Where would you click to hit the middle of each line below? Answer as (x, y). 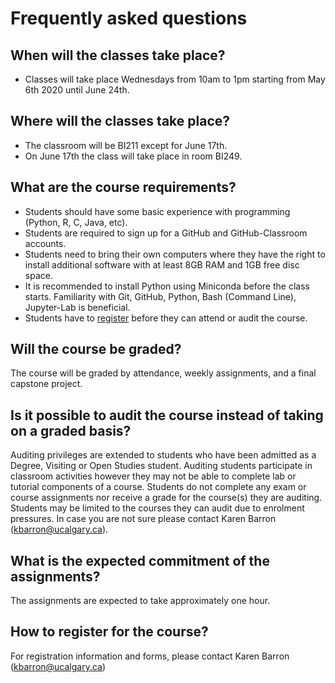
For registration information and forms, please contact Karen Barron (150, 656)
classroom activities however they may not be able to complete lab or (153, 476)
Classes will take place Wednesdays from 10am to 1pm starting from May (175, 79)
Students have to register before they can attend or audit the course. (166, 318)
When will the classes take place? (118, 55)
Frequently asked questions (129, 18)
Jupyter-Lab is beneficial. (77, 307)
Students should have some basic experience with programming (157, 211)
